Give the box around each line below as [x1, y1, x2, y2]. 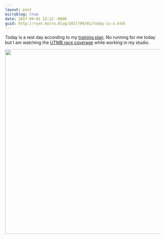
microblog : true [5, 12, 38, 17]
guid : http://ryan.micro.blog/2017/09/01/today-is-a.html [5, 21, 126, 26]
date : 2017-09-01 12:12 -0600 [5, 16, 67, 21]
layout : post [5, 7, 32, 12]
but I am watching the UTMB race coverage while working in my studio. [5, 40, 150, 46]
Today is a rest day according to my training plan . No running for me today [5, 34, 156, 40]
